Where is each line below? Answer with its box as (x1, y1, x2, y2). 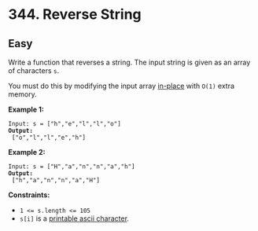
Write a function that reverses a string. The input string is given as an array (8, 57, 251, 67)
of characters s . (8, 66, 60, 75)
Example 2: (8, 148, 46, 156)
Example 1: (8, 104, 45, 114)
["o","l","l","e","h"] (11, 134, 87, 141)
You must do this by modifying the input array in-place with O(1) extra (8, 81, 234, 90)
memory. (8, 90, 37, 99)
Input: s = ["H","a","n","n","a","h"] (8, 163, 135, 170)
